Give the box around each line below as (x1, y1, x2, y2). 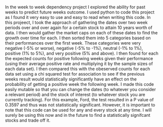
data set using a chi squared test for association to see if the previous (5, 71, 145, 77)
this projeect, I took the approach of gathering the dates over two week (5, 19, 148, 25)
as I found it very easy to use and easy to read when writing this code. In (5, 15, 151, 20)
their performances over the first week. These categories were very (5, 40, 141, 46)
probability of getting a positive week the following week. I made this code (5, 81, 154, 87)
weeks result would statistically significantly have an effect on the (5, 76, 137, 82)
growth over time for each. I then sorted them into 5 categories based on (5, 35, 151, 41)
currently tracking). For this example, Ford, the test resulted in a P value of (5, 97, 154, 102)
